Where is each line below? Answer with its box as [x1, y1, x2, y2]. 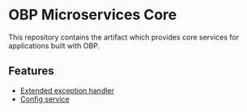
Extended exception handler [19, 85, 115, 95]
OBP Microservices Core [8, 6, 177, 24]
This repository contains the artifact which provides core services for [8, 32, 240, 42]
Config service [19, 94, 70, 104]
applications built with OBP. [8, 40, 100, 50]
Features [8, 64, 54, 78]
